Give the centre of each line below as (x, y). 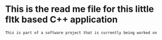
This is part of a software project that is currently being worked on (81, 33)
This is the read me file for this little (80, 9)
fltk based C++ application (62, 20)
